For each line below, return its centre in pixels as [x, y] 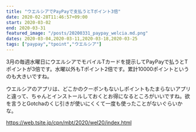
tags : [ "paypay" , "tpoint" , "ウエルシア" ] [54, 45]
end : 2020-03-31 [26, 28]
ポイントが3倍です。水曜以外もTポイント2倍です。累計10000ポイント [90, 69]
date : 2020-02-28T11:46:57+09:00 [47, 17]
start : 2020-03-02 [28, 22]
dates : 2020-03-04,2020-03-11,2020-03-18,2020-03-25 [72, 39]
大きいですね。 [34, 76]
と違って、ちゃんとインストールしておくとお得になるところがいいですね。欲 [98, 96]
